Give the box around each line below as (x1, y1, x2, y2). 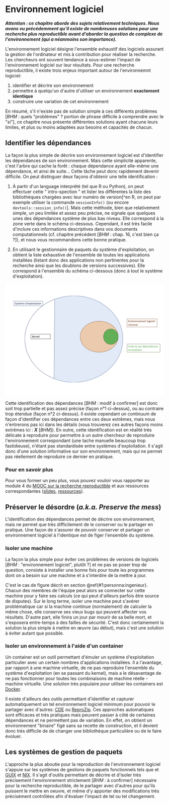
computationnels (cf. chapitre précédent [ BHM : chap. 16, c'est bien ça (12, 231, 159, 237)
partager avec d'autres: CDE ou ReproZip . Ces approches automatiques (5, 706, 154, 712)
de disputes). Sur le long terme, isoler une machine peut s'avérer (5, 598, 140, 604)
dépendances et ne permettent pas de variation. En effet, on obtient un (5, 717, 152, 723)
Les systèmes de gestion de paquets (5, 748, 123, 756)
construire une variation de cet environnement (12, 98, 109, 104)
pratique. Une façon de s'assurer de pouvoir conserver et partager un (5, 527, 150, 533)
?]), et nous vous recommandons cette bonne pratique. (12, 236, 127, 242)
